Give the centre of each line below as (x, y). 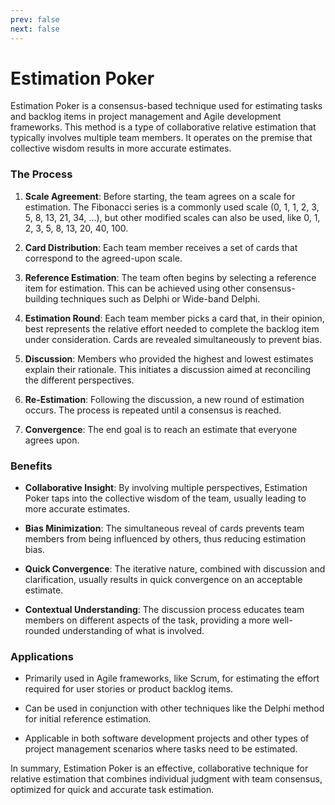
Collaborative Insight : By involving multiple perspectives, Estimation (166, 488)
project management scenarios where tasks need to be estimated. (161, 749)
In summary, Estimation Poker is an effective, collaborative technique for (159, 768)
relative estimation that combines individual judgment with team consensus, (166, 779)
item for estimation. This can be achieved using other (134, 288)
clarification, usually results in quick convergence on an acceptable (163, 580)
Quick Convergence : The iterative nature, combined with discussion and (175, 569)
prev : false (35, 19)
